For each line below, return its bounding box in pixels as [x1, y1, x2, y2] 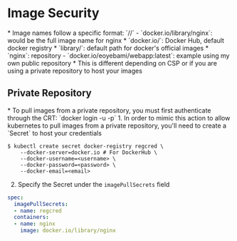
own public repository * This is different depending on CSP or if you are [7, 58, 217, 67]
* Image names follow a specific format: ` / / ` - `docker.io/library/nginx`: [7, 29, 213, 37]
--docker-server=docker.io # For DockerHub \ [20, 148, 158, 156]
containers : [14, 214, 50, 221]
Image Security [7, 5, 100, 21]
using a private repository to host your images [7, 66, 142, 75]
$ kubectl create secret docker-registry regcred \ [7, 143, 164, 150]
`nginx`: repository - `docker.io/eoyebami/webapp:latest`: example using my [7, 51, 230, 60]
